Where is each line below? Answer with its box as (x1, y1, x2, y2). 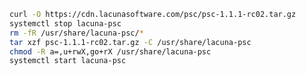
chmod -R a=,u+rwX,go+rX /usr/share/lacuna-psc (9, 46, 212, 57)
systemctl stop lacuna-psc (9, 18, 122, 29)
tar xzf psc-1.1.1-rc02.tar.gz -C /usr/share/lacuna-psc (9, 37, 252, 47)
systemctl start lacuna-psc (9, 56, 127, 66)
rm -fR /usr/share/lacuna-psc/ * (9, 28, 144, 38)
